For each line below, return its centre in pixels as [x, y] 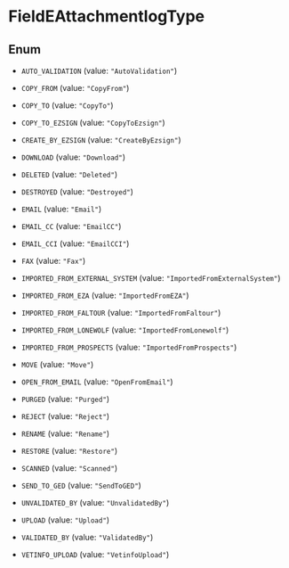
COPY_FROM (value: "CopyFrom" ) [75, 88]
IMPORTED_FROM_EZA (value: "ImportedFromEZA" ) [105, 295]
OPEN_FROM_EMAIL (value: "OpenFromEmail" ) [97, 382]
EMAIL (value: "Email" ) [61, 209]
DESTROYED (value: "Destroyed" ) [77, 192]
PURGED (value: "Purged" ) [65, 399]
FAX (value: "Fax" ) [53, 261]
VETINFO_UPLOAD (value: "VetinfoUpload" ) [95, 554]
